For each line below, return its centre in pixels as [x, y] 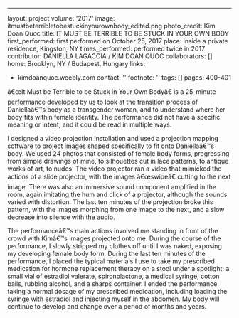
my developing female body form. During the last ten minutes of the [107, 254]
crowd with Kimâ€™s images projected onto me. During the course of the [114, 238]
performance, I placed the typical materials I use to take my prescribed [111, 261]
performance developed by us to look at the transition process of [103, 102]
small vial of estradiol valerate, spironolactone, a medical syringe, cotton [113, 276]
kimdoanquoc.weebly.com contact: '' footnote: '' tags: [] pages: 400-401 [124, 78]
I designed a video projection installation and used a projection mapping [113, 138]
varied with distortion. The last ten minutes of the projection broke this [110, 202]
